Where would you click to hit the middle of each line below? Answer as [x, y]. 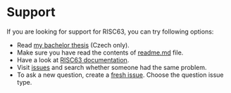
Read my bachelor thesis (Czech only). [73, 45]
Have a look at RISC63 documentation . [73, 59]
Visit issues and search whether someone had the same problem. [112, 67]
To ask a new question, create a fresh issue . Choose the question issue [120, 75]
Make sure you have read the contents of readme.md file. [100, 52]
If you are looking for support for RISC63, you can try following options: [110, 31]
